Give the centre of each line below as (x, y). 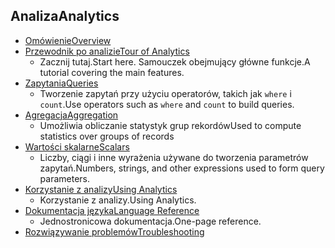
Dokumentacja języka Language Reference (112, 210)
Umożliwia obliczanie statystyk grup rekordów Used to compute (170, 125)
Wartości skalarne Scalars (77, 146)
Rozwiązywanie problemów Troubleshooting (114, 231)
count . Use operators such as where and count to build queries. (167, 104)
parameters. (65, 178)
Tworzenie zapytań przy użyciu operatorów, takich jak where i (165, 93)
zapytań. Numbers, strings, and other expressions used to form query (182, 168)
